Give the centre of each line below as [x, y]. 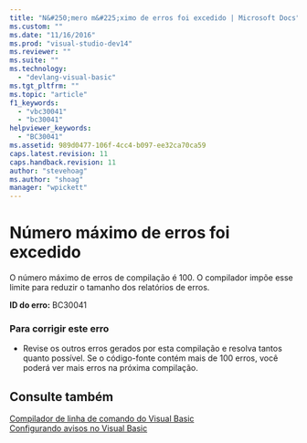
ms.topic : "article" [49, 94]
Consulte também [62, 397]
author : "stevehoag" [49, 171]
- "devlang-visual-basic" [67, 78]
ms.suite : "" [34, 60]
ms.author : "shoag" [47, 179]
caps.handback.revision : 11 [63, 162]
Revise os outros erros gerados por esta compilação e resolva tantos [153, 349]
